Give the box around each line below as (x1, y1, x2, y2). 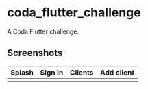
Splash (10, 67, 34, 77)
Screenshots (7, 47, 63, 59)
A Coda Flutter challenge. (7, 27, 79, 36)
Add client (100, 67, 135, 77)
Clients (69, 67, 94, 77)
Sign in (40, 67, 64, 77)
